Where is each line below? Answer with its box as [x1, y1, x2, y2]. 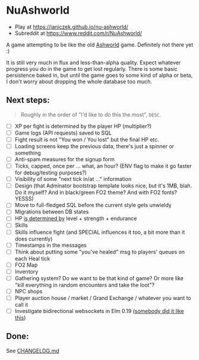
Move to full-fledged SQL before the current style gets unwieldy [14, 202, 172, 209]
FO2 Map [14, 261, 38, 268]
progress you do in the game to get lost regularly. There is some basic [6, 65, 178, 72]
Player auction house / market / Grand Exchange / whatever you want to [14, 294, 191, 301]
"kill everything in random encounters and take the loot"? [14, 281, 155, 289]
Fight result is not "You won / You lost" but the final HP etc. [14, 136, 159, 143]
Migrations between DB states [14, 208, 89, 215]
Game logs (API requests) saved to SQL [14, 129, 112, 136]
